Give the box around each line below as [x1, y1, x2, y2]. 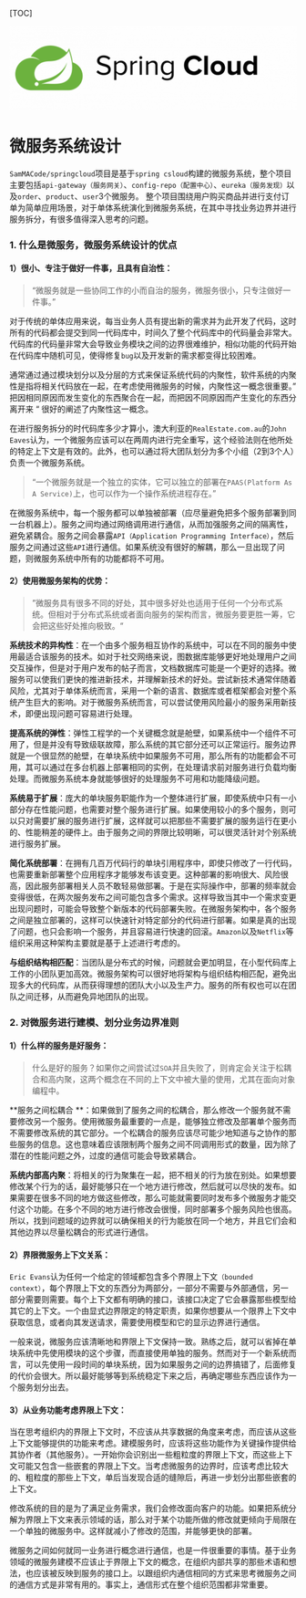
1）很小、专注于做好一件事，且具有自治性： [9, 263, 173, 274]
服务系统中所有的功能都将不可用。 [40, 552, 169, 564]
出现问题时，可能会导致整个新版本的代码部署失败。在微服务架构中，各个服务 [9, 903, 297, 914]
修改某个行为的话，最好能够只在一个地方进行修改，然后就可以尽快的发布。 [9, 1181, 289, 1192]
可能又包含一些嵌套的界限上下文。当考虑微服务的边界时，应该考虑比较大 [16, 1460, 289, 1472]
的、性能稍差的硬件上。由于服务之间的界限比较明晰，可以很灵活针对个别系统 [9, 826, 297, 838]
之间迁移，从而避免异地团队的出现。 [16, 990, 153, 1002]
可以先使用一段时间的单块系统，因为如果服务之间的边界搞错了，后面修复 [25, 1359, 297, 1370]
